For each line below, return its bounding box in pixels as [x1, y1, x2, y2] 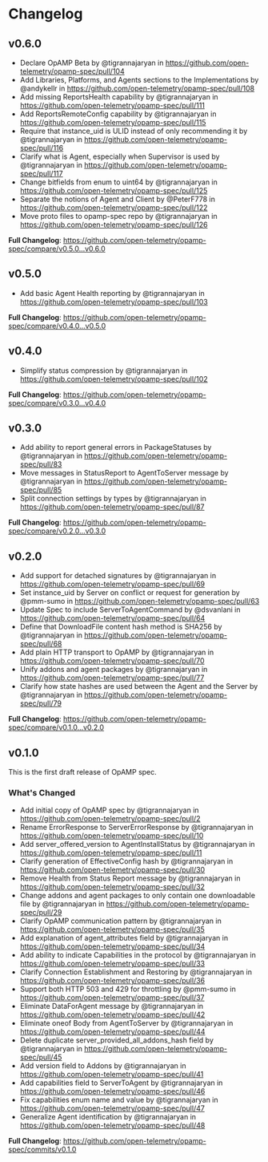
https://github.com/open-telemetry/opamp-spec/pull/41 [19, 1070, 204, 1079]
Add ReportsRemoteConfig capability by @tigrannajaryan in [19, 109, 217, 119]
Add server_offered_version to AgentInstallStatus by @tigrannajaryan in [19, 840, 255, 849]
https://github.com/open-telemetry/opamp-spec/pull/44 [19, 1027, 206, 1037]
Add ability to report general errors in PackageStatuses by [19, 443, 212, 452]
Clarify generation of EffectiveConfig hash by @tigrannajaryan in [19, 856, 234, 866]
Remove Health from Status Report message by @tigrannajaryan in [19, 873, 241, 883]
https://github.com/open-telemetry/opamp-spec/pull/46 [19, 1087, 206, 1096]
